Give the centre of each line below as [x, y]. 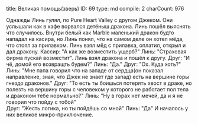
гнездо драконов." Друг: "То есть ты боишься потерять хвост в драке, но [99, 83]
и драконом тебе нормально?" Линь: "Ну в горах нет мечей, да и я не [95, 96]
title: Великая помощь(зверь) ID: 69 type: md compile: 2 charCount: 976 [95, 9]
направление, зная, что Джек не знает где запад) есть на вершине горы [98, 77]
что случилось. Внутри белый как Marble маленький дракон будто [90, 33]
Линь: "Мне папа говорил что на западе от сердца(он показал [85, 70]
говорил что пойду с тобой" [41, 102]
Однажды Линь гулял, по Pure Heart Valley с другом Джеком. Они [90, 20]
